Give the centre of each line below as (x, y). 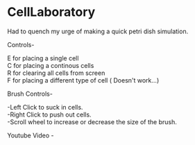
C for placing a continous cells (51, 65)
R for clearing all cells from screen (56, 73)
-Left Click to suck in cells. (45, 107)
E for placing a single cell (43, 58)
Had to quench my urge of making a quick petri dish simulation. (98, 31)
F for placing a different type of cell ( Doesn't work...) (83, 80)
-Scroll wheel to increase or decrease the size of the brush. (92, 121)
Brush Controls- (30, 94)
